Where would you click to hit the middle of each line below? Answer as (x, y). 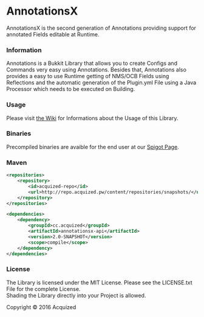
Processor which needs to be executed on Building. (71, 89)
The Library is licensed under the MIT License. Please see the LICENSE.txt (99, 282)
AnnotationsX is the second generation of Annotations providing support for (101, 28)
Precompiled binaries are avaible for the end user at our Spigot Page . (93, 147)
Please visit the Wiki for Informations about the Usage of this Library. (92, 118)
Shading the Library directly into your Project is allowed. (76, 295)
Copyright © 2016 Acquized (41, 307)
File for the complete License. (43, 289)
